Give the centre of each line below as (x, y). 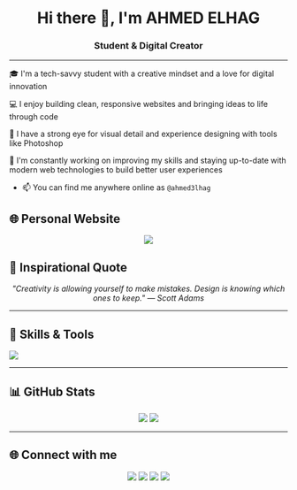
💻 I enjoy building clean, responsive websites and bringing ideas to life (138, 104)
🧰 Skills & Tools (52, 334)
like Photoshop (36, 143)
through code (34, 117)
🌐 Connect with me (63, 455)
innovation (28, 87)
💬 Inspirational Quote (69, 268)
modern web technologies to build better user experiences (116, 170)
